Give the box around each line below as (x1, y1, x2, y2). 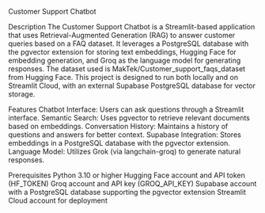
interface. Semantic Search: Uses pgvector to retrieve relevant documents (8, 113, 251, 122)
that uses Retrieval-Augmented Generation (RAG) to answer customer (8, 31, 236, 40)
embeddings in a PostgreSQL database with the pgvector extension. (8, 139, 231, 147)
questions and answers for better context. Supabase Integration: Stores (8, 130, 241, 139)
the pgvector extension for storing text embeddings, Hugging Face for (8, 48, 237, 56)
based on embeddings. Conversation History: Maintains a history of (8, 122, 229, 131)
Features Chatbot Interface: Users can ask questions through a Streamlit (8, 105, 244, 114)
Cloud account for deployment (8, 196, 108, 205)
